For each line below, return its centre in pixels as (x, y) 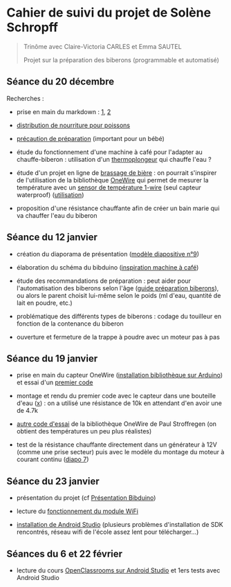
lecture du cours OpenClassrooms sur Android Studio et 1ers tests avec (118, 570)
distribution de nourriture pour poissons (73, 125)
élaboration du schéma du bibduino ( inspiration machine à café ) (108, 267)
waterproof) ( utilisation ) (50, 194)
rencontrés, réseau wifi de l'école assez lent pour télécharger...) (108, 532)
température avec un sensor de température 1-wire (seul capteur (109, 187)
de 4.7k (27, 411)
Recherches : (25, 98)
